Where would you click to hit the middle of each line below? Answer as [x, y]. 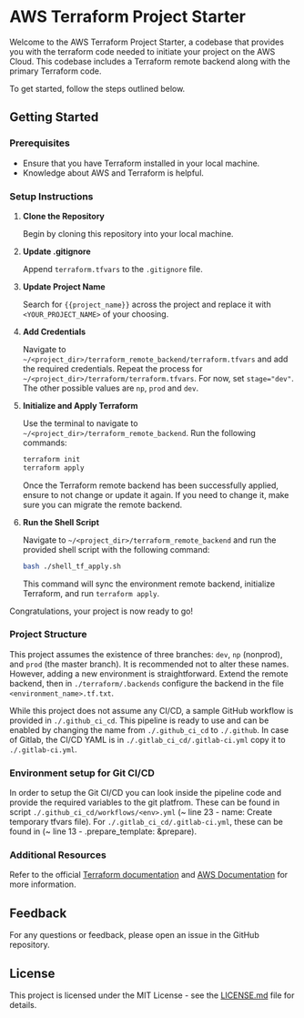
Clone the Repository [63, 216]
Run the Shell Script [61, 522]
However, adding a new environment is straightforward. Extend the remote [149, 673]
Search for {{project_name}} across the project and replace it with [147, 304]
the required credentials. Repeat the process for [112, 368]
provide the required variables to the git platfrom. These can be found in [145, 802]
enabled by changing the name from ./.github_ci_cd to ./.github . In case [149, 729]
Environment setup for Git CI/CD [82, 773]
